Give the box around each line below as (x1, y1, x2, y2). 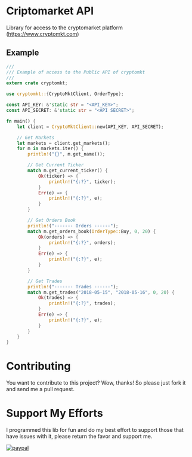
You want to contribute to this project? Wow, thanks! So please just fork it (6, 379, 186, 386)
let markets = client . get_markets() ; (17, 140, 111, 146)
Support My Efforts (6, 407, 103, 420)
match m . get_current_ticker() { (27, 167, 109, 173)
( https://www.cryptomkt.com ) (6, 30, 79, 37)
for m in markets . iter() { (17, 145, 84, 152)
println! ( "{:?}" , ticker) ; (48, 178, 116, 185)
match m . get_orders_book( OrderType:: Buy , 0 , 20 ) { (27, 228, 156, 234)
